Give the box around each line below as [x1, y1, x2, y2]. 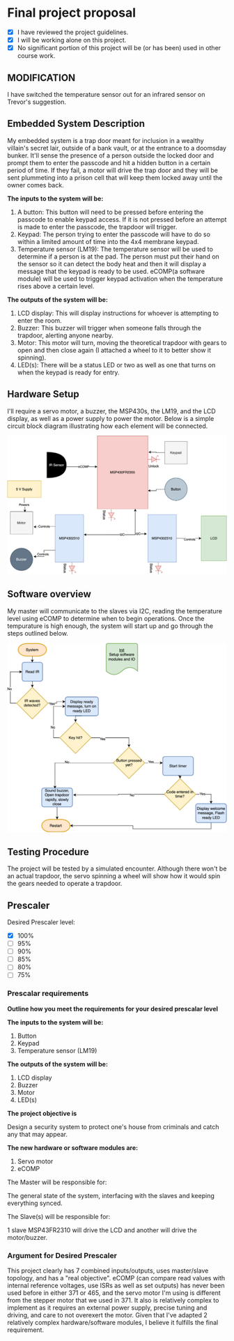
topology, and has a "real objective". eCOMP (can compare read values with [7, 1273, 226, 1282]
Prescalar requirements [7, 988, 89, 998]
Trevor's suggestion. [7, 98, 67, 106]
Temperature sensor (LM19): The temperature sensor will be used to [17, 245, 214, 253]
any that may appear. [7, 1130, 68, 1138]
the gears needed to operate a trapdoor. [7, 880, 123, 888]
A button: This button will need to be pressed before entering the [17, 208, 204, 216]
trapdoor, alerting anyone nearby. [17, 331, 114, 339]
